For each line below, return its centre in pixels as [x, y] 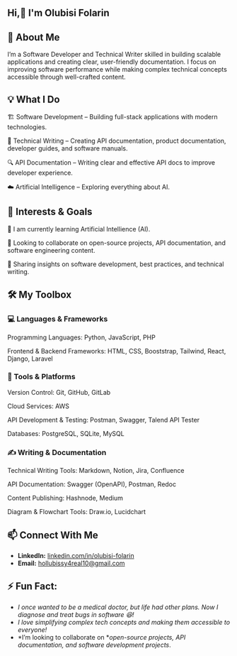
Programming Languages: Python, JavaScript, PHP [81, 337]
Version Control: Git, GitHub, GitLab [59, 392]
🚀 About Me [34, 37]
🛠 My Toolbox [40, 295]
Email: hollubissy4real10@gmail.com [71, 563]
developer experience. [40, 173]
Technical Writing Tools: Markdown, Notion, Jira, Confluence [96, 471]
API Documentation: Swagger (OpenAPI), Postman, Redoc [92, 484]
